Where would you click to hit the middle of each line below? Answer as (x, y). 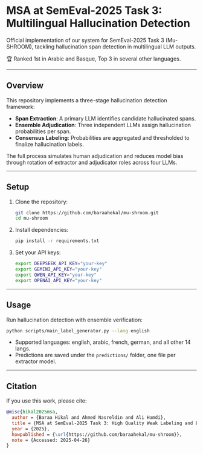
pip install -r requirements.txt (57, 241)
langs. (23, 349)
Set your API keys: (38, 252)
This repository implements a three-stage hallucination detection (87, 100)
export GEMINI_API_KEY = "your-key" (58, 269)
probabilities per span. (43, 131)
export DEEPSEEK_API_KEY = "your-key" (61, 264)
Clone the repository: (41, 202)
